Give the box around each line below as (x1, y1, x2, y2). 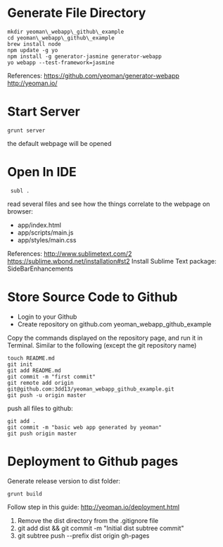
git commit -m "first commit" (7, 373, 96, 380)
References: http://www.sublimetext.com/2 (7, 249, 132, 258)
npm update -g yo (7, 47, 58, 54)
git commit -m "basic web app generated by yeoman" (7, 424, 162, 431)
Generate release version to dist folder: (7, 477, 121, 485)
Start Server (7, 104, 81, 120)
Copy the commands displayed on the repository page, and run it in (7, 333, 203, 342)
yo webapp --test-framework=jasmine (7, 59, 115, 66)
